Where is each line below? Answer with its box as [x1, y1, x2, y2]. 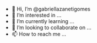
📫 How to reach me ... [11, 31, 66, 37]
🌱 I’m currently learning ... [11, 18, 75, 24]
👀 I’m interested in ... [11, 12, 62, 19]
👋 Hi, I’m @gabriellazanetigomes [11, 6, 91, 12]
